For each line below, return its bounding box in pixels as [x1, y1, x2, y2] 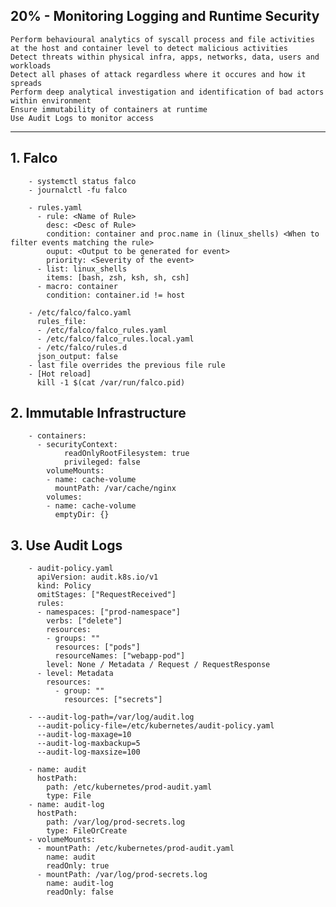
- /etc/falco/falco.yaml [28, 307, 132, 318]
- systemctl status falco [28, 176, 137, 186]
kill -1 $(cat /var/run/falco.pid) [36, 377, 186, 388]
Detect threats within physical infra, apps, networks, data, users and [10, 52, 320, 62]
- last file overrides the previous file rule [28, 360, 226, 370]
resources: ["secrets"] [63, 695, 163, 705]
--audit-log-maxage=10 [36, 730, 132, 740]
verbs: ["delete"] [46, 616, 123, 626]
